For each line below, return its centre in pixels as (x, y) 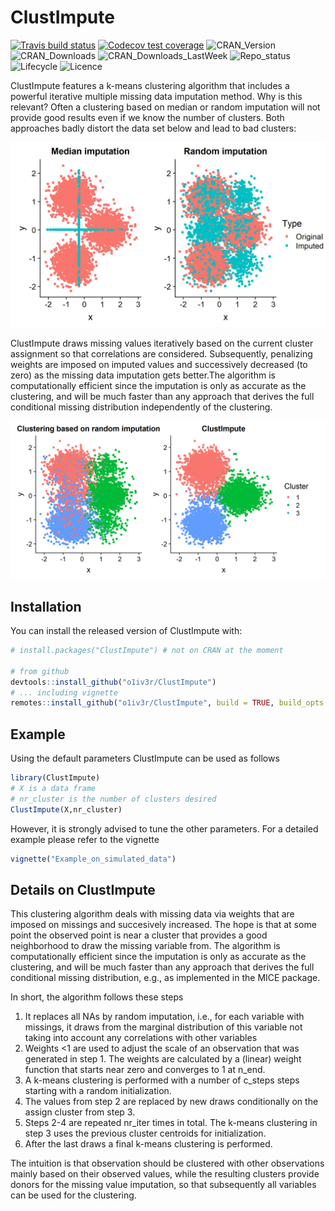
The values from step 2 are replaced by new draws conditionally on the (171, 1102)
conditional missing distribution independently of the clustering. (141, 407)
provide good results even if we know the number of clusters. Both (147, 117)
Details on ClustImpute (83, 889)
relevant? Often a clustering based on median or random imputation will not (165, 107)
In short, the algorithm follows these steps (97, 997)
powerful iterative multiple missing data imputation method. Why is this (156, 96)
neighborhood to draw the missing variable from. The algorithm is (145, 946)
